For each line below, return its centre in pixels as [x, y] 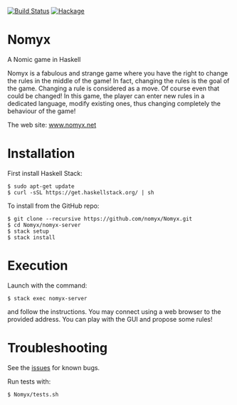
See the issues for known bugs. [54, 367]
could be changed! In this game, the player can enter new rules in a [106, 95]
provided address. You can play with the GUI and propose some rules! [110, 319]
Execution [38, 266]
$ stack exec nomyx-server [47, 298]
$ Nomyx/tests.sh [33, 394]
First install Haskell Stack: [45, 173]
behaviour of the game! [42, 111]
